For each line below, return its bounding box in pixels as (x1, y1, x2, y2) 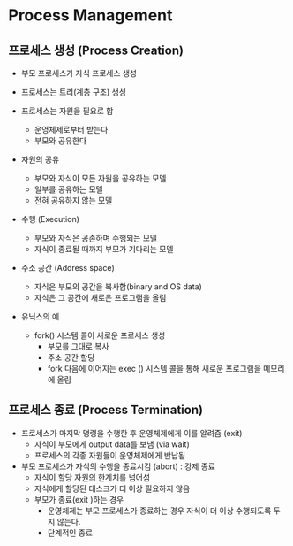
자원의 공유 (20, 154, 60, 165)
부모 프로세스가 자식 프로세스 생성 (20, 68, 138, 78)
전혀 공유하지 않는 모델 (34, 196, 113, 205)
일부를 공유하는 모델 (34, 184, 103, 195)
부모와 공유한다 (34, 135, 87, 146)
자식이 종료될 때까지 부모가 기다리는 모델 (34, 244, 174, 254)
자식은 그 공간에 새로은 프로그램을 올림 (34, 293, 167, 303)
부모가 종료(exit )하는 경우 (34, 494, 124, 504)
